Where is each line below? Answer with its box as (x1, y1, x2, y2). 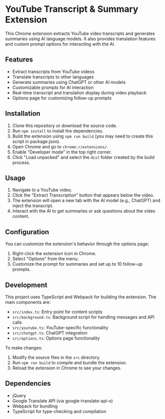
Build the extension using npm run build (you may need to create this (12, 133, 153, 139)
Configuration (5, 227, 49, 236)
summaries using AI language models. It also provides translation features (5, 36, 156, 42)
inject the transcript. (12, 203, 53, 209)
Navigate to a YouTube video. (12, 187, 73, 193)
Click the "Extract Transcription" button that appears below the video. (12, 192, 155, 198)
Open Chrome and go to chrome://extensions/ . (12, 143, 109, 149)
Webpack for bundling (12, 403, 58, 409)
